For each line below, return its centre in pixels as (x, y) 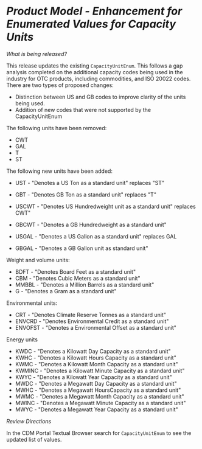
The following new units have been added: (59, 171)
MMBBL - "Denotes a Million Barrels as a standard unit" (85, 285)
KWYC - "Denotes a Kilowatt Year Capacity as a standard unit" (93, 377)
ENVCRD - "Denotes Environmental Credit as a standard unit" (92, 321)
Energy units (22, 339)
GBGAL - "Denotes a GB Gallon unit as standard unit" (82, 248)
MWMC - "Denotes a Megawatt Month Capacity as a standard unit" (99, 396)
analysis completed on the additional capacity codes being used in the (95, 72)
